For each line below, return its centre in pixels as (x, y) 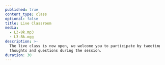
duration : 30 (18, 55)
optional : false (22, 19)
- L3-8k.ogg (22, 37)
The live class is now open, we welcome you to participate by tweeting (85, 46)
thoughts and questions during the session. (56, 50)
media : (12, 28)
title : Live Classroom (28, 23)
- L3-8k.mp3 (22, 32)
